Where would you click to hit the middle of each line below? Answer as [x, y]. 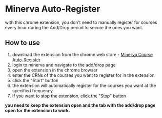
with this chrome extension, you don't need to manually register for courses [81, 22]
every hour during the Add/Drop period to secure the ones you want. [74, 27]
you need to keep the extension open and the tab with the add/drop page [80, 105]
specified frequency [32, 90]
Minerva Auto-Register [53, 9]
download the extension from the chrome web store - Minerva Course [82, 54]
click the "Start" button [35, 80]
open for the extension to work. [38, 110]
